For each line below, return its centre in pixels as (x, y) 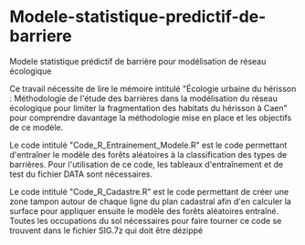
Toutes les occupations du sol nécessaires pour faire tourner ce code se (146, 220)
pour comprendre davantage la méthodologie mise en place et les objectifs (151, 117)
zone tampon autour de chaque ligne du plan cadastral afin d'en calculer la (151, 201)
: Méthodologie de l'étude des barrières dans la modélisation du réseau (144, 98)
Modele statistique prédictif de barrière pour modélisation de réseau (138, 61)
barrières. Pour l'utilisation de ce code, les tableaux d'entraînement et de (147, 164)
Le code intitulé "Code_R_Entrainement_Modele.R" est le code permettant (148, 145)
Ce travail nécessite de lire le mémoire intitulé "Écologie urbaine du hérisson (153, 88)
